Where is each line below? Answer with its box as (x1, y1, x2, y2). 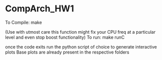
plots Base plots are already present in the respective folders (5, 49, 130, 55)
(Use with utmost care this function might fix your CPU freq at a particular (5, 29, 156, 35)
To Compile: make (5, 19, 42, 25)
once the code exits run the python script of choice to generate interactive (5, 44, 157, 50)
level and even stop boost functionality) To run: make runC (5, 34, 125, 40)
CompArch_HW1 (5, 3, 74, 14)
